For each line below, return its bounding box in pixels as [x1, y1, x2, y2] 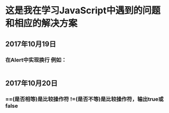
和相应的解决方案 [5, 17, 78, 29]
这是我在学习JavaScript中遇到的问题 [5, 5, 161, 16]
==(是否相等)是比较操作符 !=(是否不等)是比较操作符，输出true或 [5, 96, 164, 103]
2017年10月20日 [5, 79, 58, 88]
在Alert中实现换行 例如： [5, 56, 67, 63]
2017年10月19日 [5, 40, 57, 48]
